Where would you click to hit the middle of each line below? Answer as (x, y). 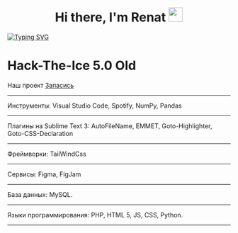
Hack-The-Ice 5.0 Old (72, 66)
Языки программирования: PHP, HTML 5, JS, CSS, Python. (95, 215)
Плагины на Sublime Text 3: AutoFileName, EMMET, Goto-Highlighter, (110, 126)
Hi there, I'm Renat (110, 17)
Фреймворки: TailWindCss (47, 154)
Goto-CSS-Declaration (40, 133)
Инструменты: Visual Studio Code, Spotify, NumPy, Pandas (95, 106)
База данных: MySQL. (40, 194)
